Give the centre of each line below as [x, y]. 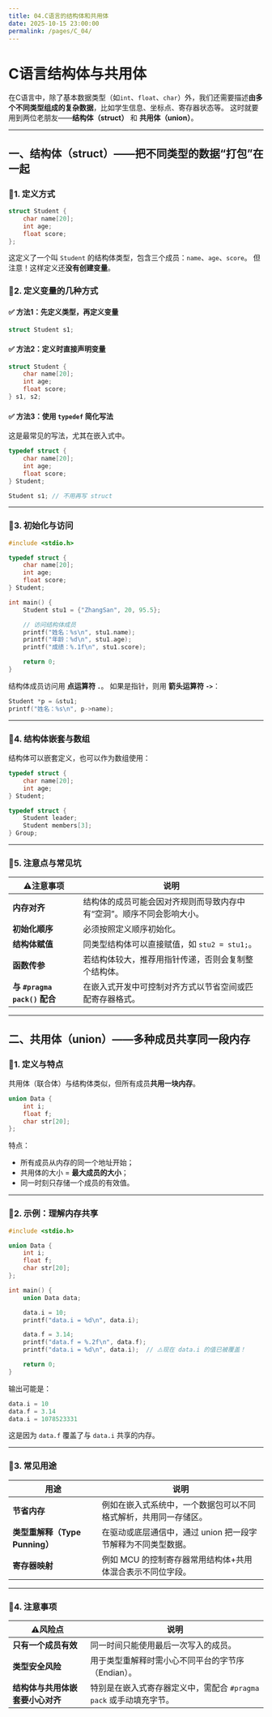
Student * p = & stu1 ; [43, 701]
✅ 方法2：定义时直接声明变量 [57, 349]
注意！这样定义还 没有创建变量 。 [62, 268]
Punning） [33, 1544]
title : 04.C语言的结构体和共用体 [59, 16]
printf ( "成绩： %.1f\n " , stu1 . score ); [85, 647]
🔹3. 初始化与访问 [41, 526]
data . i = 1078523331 [43, 1419]
